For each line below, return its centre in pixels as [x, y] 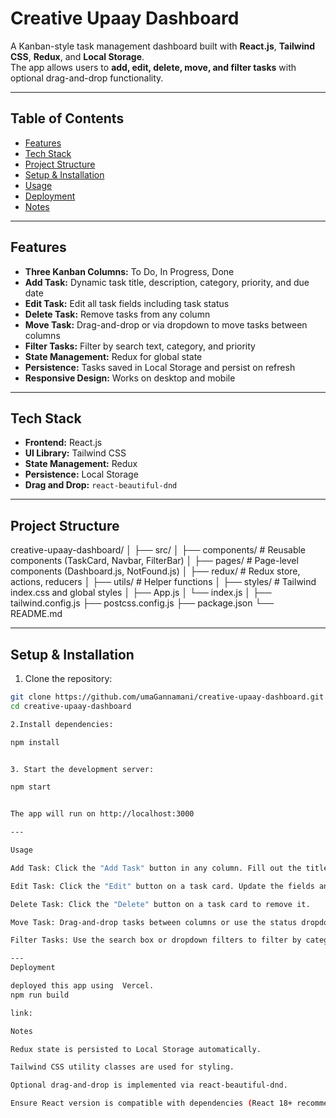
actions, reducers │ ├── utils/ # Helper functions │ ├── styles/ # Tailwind [163, 582]
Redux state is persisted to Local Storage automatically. [136, 1049]
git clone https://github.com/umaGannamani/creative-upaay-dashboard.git [167, 697]
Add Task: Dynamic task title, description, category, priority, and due [167, 282]
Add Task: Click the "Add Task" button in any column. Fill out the [156, 868]
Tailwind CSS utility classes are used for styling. [122, 1067]
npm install [35, 742]
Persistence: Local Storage [81, 474]
